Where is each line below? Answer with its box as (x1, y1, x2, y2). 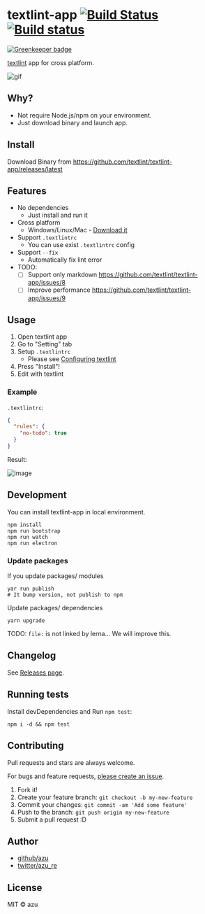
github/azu (17, 854, 49, 862)
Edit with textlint (17, 370, 64, 378)
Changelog (7, 649, 56, 661)
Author (7, 835, 38, 847)
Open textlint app (17, 332, 68, 341)
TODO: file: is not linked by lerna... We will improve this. (7, 630, 172, 638)
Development (7, 489, 68, 501)
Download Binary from (7, 157, 72, 166)
